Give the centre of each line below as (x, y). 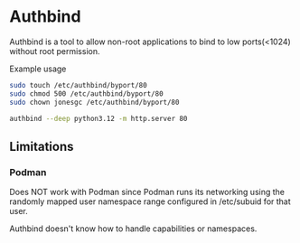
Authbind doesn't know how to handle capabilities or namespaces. (133, 229)
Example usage (38, 69)
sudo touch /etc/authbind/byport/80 (78, 85)
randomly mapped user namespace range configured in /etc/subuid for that (150, 201)
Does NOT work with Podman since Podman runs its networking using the (147, 192)
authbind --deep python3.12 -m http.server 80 (98, 118)
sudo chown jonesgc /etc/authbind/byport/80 (94, 102)
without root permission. (55, 51)
